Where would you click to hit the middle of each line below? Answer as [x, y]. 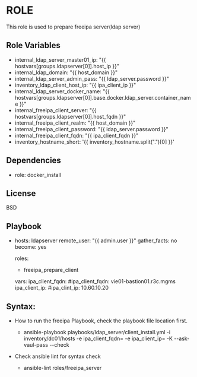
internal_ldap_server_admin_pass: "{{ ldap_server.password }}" [92, 78]
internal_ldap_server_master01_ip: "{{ [60, 59]
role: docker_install [38, 175]
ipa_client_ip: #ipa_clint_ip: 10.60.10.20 [61, 288]
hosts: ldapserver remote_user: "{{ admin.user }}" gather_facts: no [96, 240]
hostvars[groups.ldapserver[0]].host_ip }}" [67, 66]
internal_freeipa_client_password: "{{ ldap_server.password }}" [91, 129]
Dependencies [34, 161]
